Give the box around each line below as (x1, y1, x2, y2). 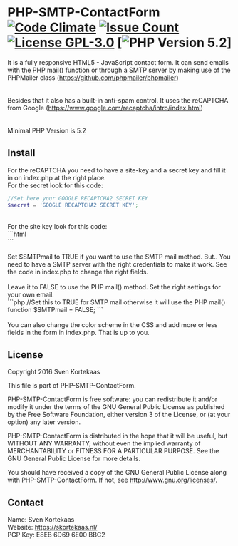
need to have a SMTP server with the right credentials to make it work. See (7, 259, 227, 268)
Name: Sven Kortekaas (7, 515, 75, 524)
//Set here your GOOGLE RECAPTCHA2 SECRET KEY (7, 195, 148, 202)
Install (7, 147, 36, 159)
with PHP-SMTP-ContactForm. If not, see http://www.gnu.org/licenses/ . (7, 475, 218, 485)
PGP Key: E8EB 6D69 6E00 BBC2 (7, 530, 105, 539)
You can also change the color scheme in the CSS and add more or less (7, 320, 218, 329)
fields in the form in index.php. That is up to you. (7, 328, 150, 336)
